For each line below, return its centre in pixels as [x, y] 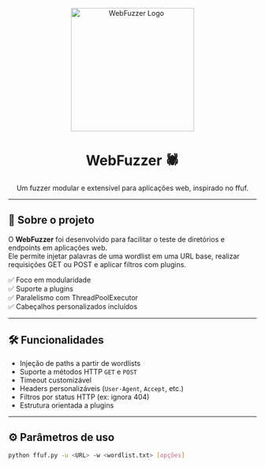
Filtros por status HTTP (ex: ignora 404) [84, 397]
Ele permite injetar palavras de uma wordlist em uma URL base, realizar [124, 256]
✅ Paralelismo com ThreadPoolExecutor [73, 297]
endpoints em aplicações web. [58, 247]
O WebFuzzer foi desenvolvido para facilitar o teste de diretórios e [116, 239]
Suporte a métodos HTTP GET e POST [78, 371]
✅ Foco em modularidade [50, 280]
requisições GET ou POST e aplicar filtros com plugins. [97, 264]
